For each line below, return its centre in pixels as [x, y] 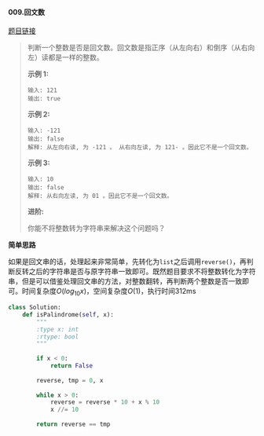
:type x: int [58, 329]
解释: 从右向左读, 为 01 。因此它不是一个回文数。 [100, 196]
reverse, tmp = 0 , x [70, 380]
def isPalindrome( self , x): [68, 314]
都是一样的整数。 [76, 57]
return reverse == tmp [73, 424]
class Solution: [35, 307]
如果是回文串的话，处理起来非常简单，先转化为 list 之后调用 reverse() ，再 [128, 262]
